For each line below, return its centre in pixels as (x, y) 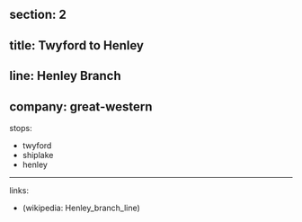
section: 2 (38, 15)
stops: (21, 128)
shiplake (38, 155)
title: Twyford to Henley (76, 45)
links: (19, 190)
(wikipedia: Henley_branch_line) (81, 208)
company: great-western (81, 107)
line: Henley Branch (65, 76)
